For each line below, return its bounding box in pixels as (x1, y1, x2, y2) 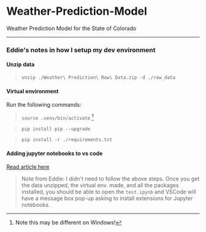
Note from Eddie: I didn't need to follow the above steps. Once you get (21, 175, 200, 182)
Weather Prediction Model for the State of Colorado (6, 25, 137, 32)
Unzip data (6, 61, 35, 68)
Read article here (6, 163, 50, 171)
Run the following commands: (6, 101, 82, 109)
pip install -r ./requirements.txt (21, 136, 113, 142)
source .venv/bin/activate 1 (21, 113, 94, 121)
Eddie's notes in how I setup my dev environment (6, 45, 156, 54)
